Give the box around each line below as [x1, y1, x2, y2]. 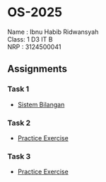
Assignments [7, 63, 68, 75]
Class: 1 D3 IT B [7, 35, 53, 43]
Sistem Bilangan [17, 100, 65, 109]
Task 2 [7, 118, 31, 128]
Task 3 [7, 151, 31, 161]
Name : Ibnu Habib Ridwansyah [7, 28, 99, 36]
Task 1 [7, 84, 30, 94]
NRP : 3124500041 [7, 42, 61, 51]
